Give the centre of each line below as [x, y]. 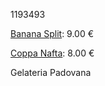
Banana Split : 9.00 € [52, 33]
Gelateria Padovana [51, 72]
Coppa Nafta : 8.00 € [52, 53]
